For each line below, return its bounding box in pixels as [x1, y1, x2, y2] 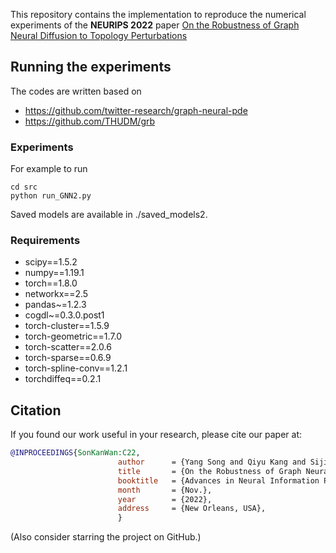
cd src [10, 182, 38, 193]
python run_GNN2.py [10, 191, 92, 201]
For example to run [10, 163, 88, 175]
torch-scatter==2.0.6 [24, 341, 112, 353]
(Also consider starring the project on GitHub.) [10, 531, 202, 543]
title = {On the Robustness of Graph [117, 466, 302, 476]
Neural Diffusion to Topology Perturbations [10, 30, 188, 41]
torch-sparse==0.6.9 [24, 352, 112, 364]
